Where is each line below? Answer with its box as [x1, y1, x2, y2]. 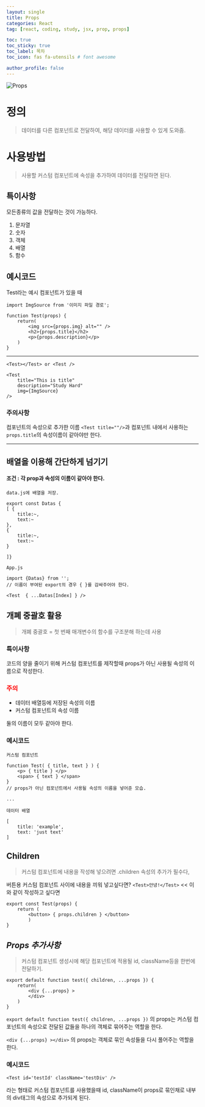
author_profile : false [6, 65, 64, 71]
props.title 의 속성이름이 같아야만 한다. [6, 431, 102, 438]
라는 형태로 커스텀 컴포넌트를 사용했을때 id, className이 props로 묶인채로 [6, 1086, 185, 1094]
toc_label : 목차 [6, 48, 45, 55]
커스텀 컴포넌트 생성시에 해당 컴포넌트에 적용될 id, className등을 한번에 [21, 957, 196, 965]
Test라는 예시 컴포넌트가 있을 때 [6, 289, 82, 296]
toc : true [6, 37, 32, 43]
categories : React [6, 20, 53, 26]
